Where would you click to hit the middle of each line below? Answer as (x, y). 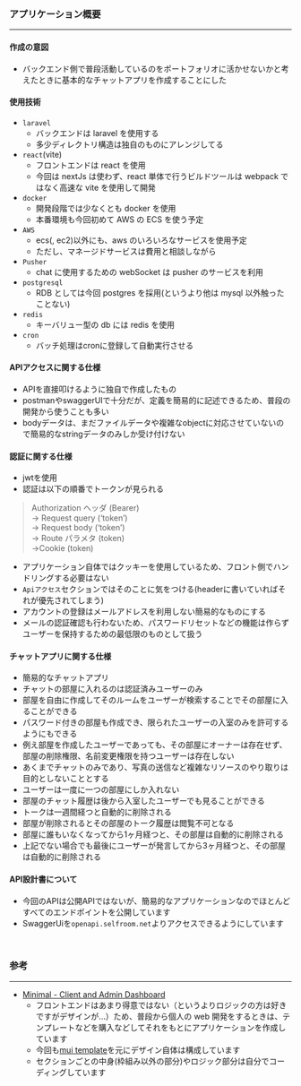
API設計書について (43, 879)
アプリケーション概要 (55, 13)
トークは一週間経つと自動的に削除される (97, 812)
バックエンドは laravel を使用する (97, 133)
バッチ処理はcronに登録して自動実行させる (115, 345)
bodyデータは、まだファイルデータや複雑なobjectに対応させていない (149, 422)
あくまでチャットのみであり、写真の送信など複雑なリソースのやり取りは (155, 767)
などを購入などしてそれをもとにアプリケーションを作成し (181, 1027)
